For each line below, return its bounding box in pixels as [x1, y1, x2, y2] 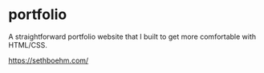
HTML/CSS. [8, 40, 48, 49]
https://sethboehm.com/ [8, 56, 89, 65]
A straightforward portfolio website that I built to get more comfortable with [8, 32, 257, 41]
